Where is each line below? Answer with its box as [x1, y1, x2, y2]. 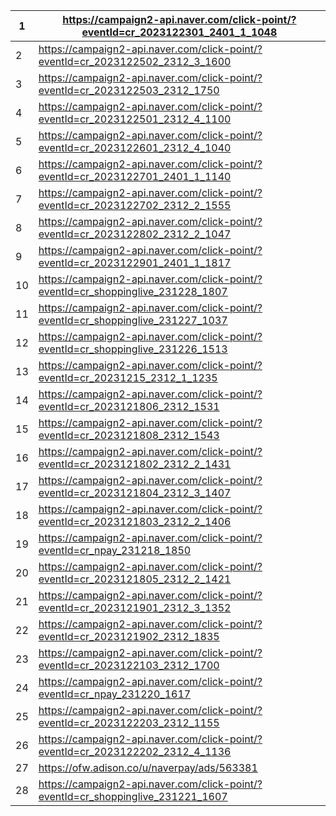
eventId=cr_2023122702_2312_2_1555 [38, 199, 232, 212]
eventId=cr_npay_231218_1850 [38, 544, 192, 557]
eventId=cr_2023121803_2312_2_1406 [38, 515, 232, 528]
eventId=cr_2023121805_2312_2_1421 [38, 572, 232, 586]
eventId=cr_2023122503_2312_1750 [38, 84, 220, 97]
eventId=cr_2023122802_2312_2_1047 [38, 227, 232, 241]
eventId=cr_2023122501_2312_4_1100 [38, 112, 232, 126]
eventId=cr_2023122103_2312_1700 [38, 659, 220, 672]
